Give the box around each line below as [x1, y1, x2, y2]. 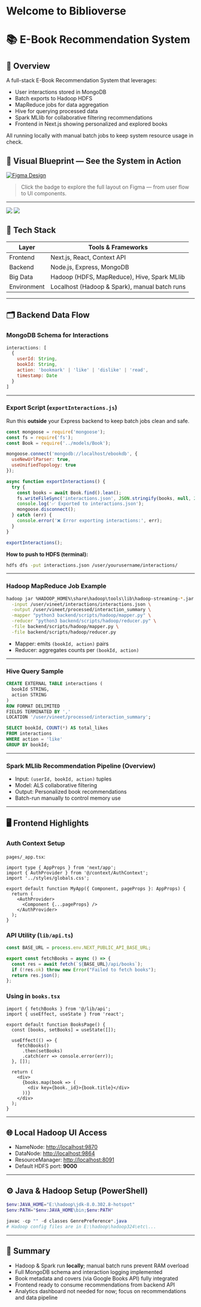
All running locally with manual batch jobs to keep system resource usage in [6, 132, 194, 139]
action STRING [11, 692, 47, 698]
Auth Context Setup [6, 839, 65, 848]
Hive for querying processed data [14, 108, 98, 115]
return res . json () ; [11, 972, 60, 978]
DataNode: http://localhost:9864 [14, 1150, 95, 1157]
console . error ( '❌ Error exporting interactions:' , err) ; [17, 518, 163, 524]
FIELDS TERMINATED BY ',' [6, 708, 71, 714]
